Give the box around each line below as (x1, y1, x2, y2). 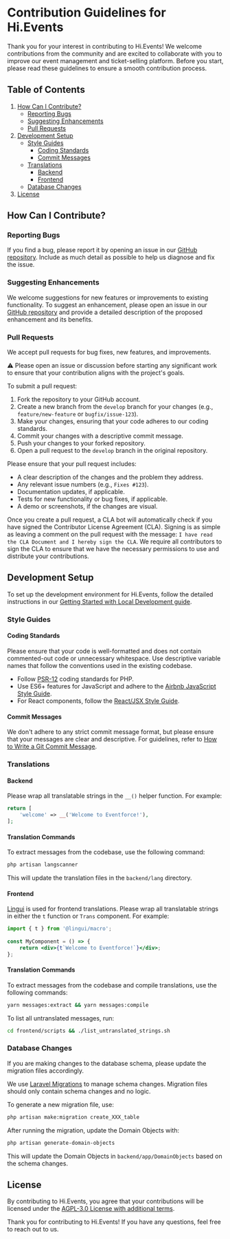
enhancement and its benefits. (7, 315, 93, 324)
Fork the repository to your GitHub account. (16, 395, 141, 403)
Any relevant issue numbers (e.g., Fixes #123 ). (16, 480, 149, 489)
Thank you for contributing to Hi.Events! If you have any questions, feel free (7, 1218, 221, 1226)
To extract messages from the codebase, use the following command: (7, 848, 205, 856)
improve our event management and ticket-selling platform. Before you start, (7, 56, 224, 65)
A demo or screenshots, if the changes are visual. (16, 502, 158, 511)
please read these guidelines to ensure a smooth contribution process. (7, 64, 207, 72)
